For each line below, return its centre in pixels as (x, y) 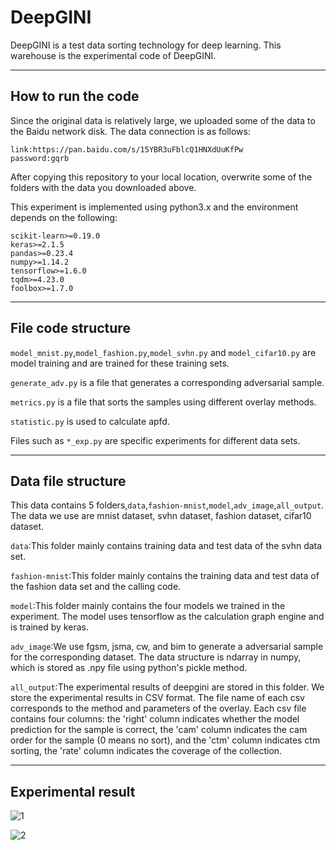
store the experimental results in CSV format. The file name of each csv (157, 698)
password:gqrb (40, 158)
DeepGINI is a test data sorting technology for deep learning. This (146, 45)
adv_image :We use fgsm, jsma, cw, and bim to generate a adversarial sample (167, 647)
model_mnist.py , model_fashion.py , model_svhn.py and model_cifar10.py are (163, 352)
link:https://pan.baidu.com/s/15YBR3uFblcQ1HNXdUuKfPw (127, 149)
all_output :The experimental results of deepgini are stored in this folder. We (167, 687)
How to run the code (75, 96)
